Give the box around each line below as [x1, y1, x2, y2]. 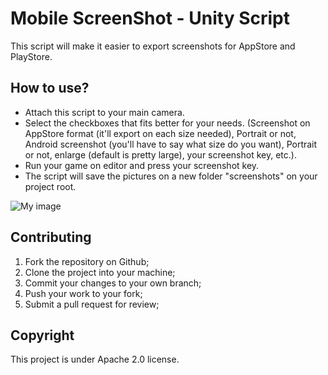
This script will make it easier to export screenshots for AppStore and [10, 40, 296, 52]
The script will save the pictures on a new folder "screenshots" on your [24, 170, 318, 182]
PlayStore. [10, 50, 53, 62]
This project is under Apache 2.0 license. [10, 353, 180, 366]
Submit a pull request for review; [24, 298, 160, 310]
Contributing [10, 229, 92, 246]
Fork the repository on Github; [24, 255, 150, 267]
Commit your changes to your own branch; [24, 277, 202, 289]
